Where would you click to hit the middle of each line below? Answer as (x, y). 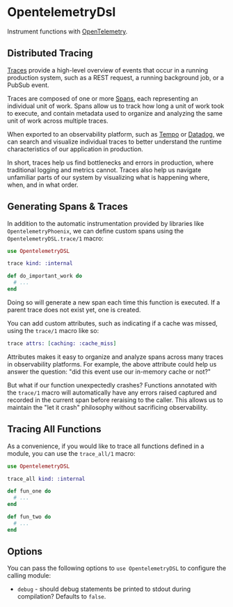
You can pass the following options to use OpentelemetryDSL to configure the (117, 568)
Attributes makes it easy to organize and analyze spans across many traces (115, 357)
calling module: (29, 576)
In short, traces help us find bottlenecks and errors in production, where (111, 162)
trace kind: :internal (40, 263)
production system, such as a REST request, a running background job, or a (116, 77)
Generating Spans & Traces (68, 207)
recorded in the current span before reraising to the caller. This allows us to (115, 400)
